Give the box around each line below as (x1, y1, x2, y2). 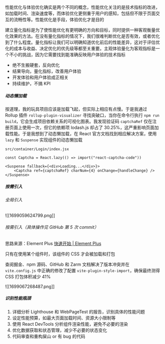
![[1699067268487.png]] (5, 283, 55, 289)
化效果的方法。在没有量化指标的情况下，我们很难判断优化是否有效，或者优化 (5, 33, 160, 39)
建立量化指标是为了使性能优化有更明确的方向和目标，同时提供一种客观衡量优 (5, 27, 160, 33)
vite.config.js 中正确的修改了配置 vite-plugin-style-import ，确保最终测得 (5, 267, 160, 273)
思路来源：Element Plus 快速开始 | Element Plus (5, 240, 102, 246)
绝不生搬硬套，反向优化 (12, 62, 60, 68)
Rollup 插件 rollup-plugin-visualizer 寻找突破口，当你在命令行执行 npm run (5, 112, 160, 118)
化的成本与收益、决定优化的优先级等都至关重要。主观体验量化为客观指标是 (5, 46, 156, 51)
